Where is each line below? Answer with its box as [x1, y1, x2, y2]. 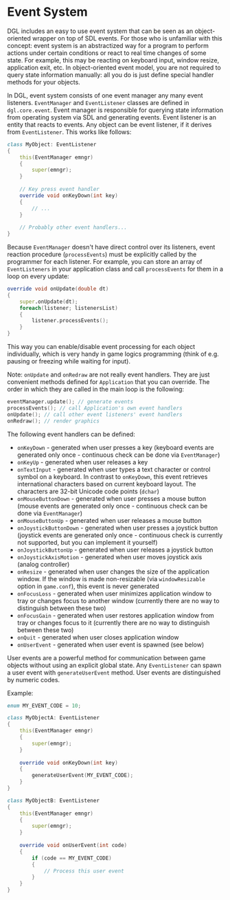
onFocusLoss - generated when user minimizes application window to [16, 589, 211, 598]
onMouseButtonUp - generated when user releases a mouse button [16, 516, 202, 524]
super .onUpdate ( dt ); [19, 298, 78, 305]
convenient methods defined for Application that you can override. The [7, 378, 210, 386]
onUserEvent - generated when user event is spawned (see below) [16, 640, 205, 649]
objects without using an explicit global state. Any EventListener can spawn [7, 661, 222, 669]
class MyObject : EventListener [7, 141, 97, 148]
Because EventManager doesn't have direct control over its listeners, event [7, 243, 216, 251]
